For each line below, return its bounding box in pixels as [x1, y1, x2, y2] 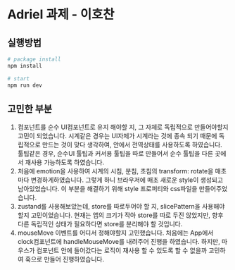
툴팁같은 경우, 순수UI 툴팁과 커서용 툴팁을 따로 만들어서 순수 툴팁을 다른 [17, 149, 213, 158]
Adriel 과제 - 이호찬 [7, 6, 115, 23]
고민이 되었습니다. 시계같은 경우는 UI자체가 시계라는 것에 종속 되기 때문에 [17, 132, 217, 140]
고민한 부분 [7, 103, 53, 115]
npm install [7, 62, 42, 69]
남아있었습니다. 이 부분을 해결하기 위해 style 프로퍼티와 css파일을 [17, 185, 198, 193]
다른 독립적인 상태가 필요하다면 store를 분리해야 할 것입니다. [17, 220, 183, 228]
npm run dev [7, 82, 42, 89]
